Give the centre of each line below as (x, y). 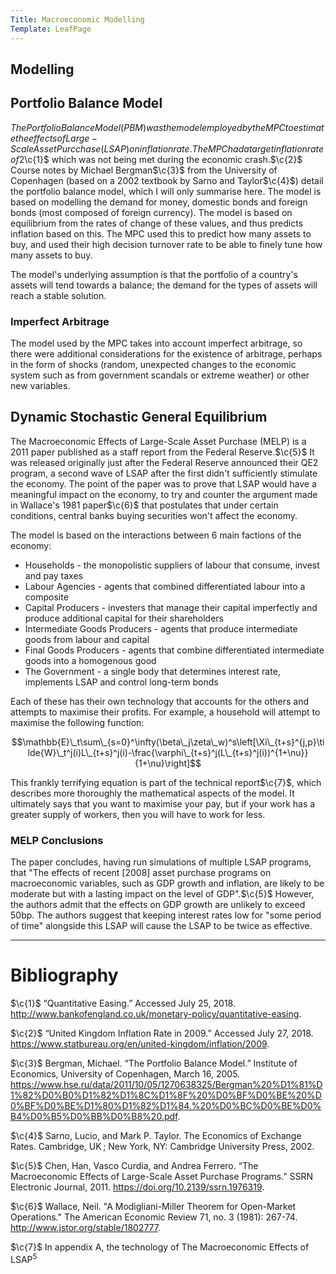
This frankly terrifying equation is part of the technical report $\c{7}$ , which (166, 782)
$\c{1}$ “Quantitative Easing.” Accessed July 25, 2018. (123, 1003)
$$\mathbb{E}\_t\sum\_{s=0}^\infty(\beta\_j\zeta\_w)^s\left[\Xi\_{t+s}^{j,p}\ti (168, 742)
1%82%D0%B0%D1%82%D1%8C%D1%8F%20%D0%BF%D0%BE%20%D (166, 1095)
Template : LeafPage (51, 29)
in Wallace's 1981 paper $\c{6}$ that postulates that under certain (144, 505)
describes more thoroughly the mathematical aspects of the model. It (152, 793)
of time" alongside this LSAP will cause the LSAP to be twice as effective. (161, 926)
